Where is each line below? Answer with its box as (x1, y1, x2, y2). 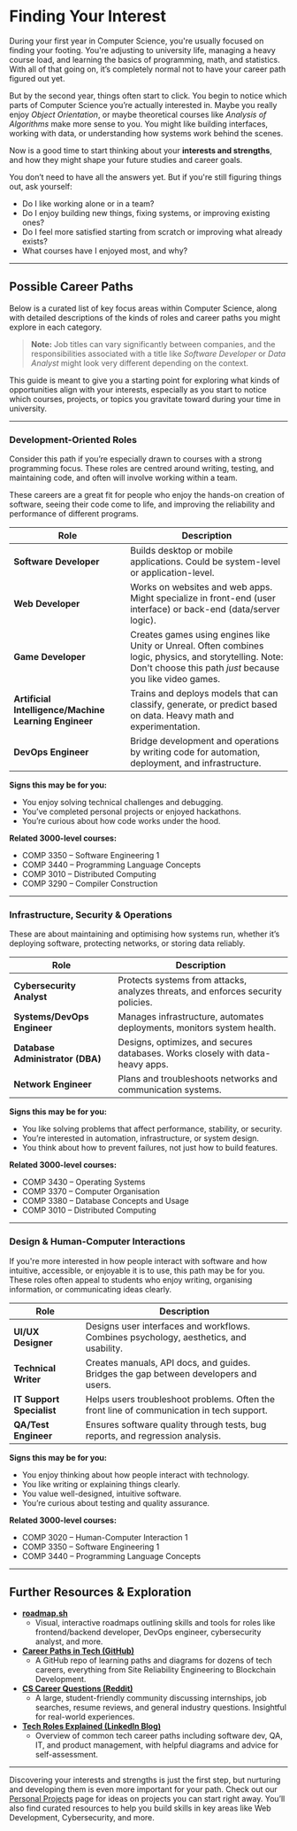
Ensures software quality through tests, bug (85, 1418, 267, 1431)
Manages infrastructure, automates (118, 1011, 264, 1023)
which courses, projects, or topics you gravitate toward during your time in (9, 393, 281, 404)
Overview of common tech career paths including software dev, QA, (34, 1730, 283, 1742)
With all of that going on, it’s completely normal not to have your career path (9, 64, 286, 74)
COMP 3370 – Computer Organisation (21, 1186, 161, 1197)
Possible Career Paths (9, 279, 134, 294)
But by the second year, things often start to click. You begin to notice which (9, 90, 287, 101)
